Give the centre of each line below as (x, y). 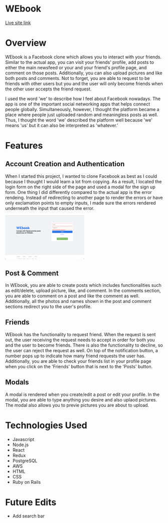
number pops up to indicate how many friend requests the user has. (75, 356)
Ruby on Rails (27, 482)
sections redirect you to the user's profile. (48, 306)
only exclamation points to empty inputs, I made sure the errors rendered (81, 203)
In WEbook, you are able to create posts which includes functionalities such (83, 285)
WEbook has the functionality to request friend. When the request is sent (80, 334)
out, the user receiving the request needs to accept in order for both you (80, 340)
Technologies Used (46, 425)
